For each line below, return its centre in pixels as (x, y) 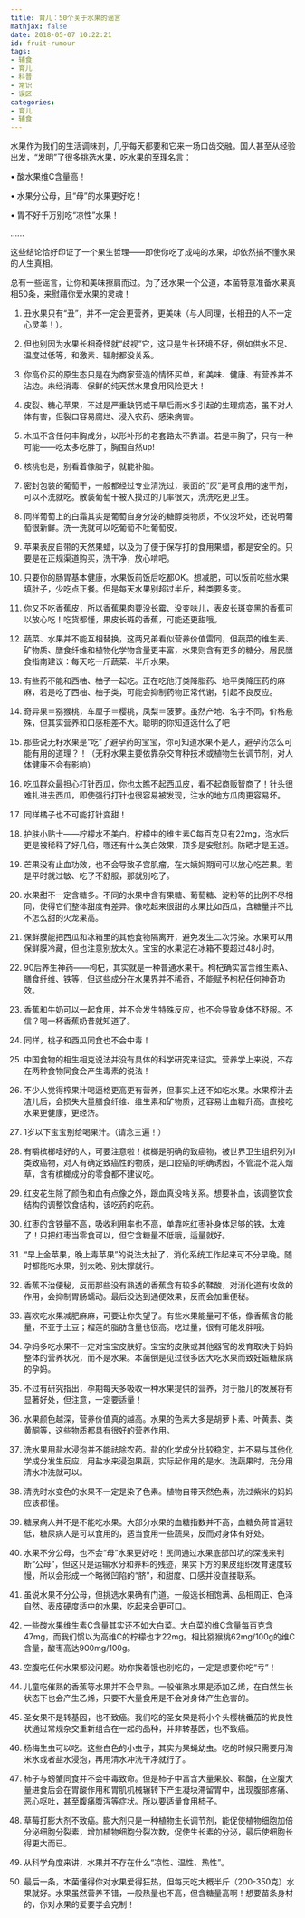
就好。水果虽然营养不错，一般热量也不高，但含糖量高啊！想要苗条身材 (162, 1894)
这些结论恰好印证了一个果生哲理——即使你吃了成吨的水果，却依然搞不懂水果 (153, 252)
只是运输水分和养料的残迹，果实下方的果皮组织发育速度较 (186, 1564)
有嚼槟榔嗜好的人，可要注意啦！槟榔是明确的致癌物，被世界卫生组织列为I (159, 1151)
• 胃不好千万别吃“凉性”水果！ (65, 215)
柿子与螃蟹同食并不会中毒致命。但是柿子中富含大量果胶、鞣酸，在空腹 (154, 1778)
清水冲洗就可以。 (55, 1473)
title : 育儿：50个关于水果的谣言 (66, 18)
